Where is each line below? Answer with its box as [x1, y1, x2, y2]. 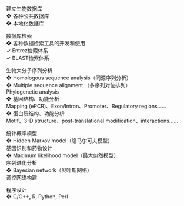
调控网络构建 [6, 174, 37, 181]
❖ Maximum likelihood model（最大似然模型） [6, 152, 119, 159]
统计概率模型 [6, 130, 37, 137]
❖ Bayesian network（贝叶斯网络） [6, 167, 93, 174]
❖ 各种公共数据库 [6, 12, 49, 19]
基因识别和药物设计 [6, 145, 53, 151]
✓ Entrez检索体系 [6, 47, 49, 54]
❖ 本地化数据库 [6, 20, 44, 26]
